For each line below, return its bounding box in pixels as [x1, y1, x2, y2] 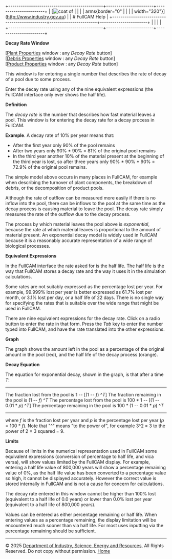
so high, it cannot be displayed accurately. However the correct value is [5, 475, 157, 481]
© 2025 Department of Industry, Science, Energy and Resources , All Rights [5, 543, 164, 549]
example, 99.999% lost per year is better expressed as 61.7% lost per [5, 289, 153, 295]
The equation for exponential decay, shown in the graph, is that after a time [5, 371, 164, 377]
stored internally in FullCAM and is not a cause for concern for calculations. [5, 481, 164, 487]
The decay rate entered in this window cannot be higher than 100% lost [5, 491, 156, 496]
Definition [5, 102, 27, 108]
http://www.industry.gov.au [7, 14, 65, 19]
